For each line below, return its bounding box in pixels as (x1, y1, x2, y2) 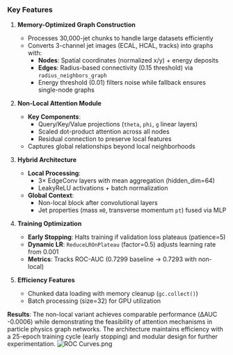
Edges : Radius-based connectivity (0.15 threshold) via (38, 64, 193, 72)
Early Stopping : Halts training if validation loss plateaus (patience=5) (27, 233, 226, 241)
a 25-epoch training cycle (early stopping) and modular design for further (7, 332, 218, 341)
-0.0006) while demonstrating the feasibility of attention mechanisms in (7, 317, 213, 326)
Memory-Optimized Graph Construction (17, 21, 136, 29)
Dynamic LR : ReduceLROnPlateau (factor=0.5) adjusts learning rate (27, 240, 216, 249)
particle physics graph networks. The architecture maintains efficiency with (7, 325, 224, 333)
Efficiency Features (17, 276, 75, 284)
